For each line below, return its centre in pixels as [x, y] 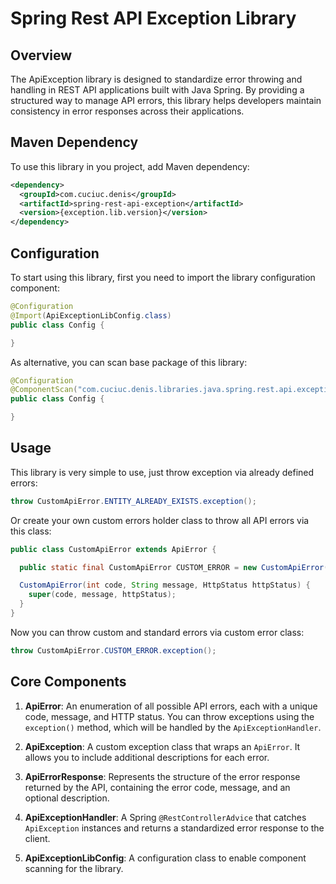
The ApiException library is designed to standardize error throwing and [156, 79]
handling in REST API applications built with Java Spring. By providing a [157, 90]
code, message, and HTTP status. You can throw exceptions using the [169, 716]
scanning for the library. [74, 868]
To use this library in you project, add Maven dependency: [130, 166]
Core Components [68, 682]
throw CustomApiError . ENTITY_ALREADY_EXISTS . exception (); [133, 501]
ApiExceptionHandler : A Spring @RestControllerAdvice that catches [165, 817]
